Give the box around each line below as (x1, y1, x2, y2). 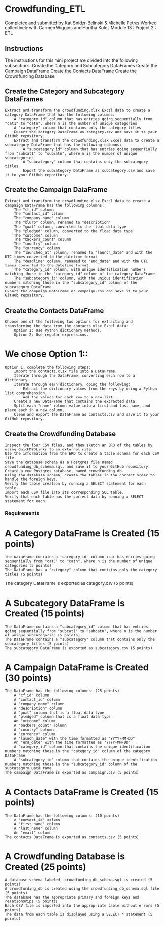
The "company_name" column (14, 216, 69, 221)
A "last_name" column (14, 826, 58, 831)
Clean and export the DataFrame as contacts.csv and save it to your (14, 412, 160, 417)
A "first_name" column (14, 821, 60, 826)
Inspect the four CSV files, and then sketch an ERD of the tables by (5, 443, 153, 448)
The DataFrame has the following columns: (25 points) (5, 688, 120, 693)
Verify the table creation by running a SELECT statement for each (5, 481, 146, 486)
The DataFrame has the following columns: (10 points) (5, 813, 120, 818)
